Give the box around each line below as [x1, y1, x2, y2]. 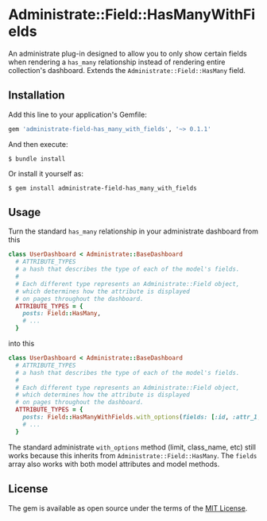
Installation [8, 89, 65, 102]
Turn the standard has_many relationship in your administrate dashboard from [8, 226, 258, 236]
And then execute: [8, 139, 68, 149]
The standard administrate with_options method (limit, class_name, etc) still [8, 442, 257, 452]
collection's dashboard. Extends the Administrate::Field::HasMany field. [8, 65, 246, 75]
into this [8, 339, 35, 349]
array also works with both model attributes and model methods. [8, 459, 220, 469]
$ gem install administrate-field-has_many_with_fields [8, 184, 197, 192]
